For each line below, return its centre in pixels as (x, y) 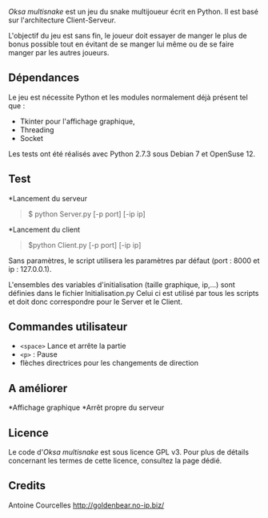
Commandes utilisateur (68, 327)
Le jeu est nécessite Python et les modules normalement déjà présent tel (128, 97)
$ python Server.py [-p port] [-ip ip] (86, 214)
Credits (27, 486)
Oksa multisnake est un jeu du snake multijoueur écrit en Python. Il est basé (133, 12)
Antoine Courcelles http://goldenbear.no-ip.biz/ (86, 505)
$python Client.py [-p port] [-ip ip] (84, 245)
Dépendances (44, 78)
